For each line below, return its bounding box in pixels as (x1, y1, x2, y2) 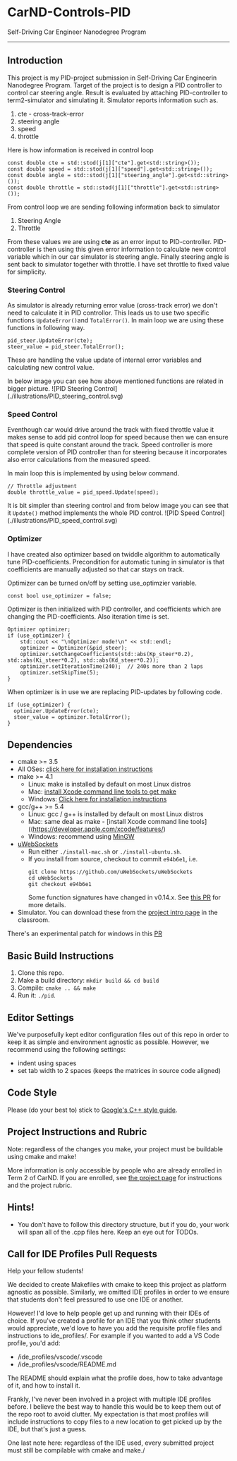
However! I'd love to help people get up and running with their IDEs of (7, 1309, 209, 1318)
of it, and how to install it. (7, 1381, 80, 1390)
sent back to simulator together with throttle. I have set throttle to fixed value (7, 260, 230, 268)
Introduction (7, 54, 63, 67)
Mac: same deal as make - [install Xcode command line (28, 818, 189, 826)
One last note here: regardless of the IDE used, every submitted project (7, 1438, 214, 1447)
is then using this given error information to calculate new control (36, 245, 226, 253)
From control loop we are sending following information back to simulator (7, 202, 220, 211)
